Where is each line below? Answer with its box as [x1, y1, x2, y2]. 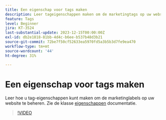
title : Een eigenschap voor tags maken [5, 7, 87, 12]
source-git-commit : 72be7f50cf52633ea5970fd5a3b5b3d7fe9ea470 [5, 40, 136, 44]
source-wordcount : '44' [5, 48, 54, 53]
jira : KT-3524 [5, 26, 35, 31]
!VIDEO [17, 110, 32, 116]
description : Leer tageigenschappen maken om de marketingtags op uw [5, 12, 152, 17]
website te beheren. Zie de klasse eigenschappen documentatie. [5, 100, 137, 106]
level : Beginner [5, 21, 39, 26]
